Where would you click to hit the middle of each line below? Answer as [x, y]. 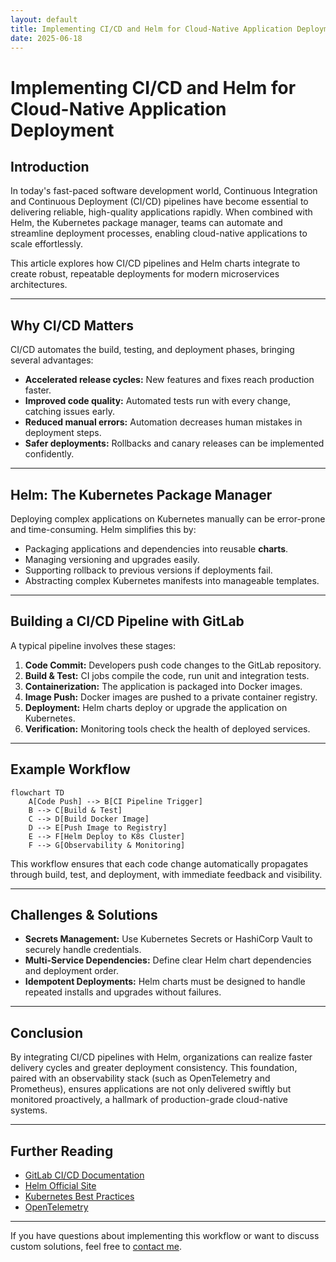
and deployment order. [71, 971]
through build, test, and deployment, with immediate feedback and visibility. [166, 874]
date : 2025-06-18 [46, 38]
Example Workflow [70, 769]
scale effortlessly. [46, 244]
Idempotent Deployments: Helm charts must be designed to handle [165, 982]
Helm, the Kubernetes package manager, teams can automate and [146, 223]
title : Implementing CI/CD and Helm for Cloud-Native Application [151, 29]
